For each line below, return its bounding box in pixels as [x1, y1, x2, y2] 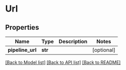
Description [58, 38, 88, 45]
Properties [5, 23, 39, 32]
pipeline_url [8, 46, 37, 53]
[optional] [92, 46, 116, 53]
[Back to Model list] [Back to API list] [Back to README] [5, 59, 121, 65]
